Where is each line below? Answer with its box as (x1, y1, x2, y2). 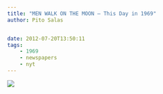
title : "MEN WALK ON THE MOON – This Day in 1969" (7, 10, 157, 17)
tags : (7, 41, 23, 48)
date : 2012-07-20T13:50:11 (7, 35, 85, 42)
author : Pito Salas (7, 17, 64, 23)
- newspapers (19, 55, 58, 62)
